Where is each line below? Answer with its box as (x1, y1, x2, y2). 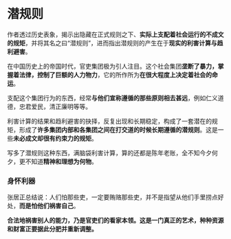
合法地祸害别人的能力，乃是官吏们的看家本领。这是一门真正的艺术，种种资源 (7, 216, 224, 225)
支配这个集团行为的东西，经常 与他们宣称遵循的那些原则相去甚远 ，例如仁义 (7, 93, 218, 102)
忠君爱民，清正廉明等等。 (19, 102, 91, 111)
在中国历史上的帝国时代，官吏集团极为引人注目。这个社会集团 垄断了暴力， (7, 62, 218, 70)
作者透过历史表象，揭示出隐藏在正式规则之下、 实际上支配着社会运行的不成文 (7, 30, 224, 38)
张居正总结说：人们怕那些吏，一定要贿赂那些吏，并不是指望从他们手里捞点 (7, 193, 218, 201)
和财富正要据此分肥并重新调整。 (7, 225, 98, 234)
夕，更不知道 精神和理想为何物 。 (7, 157, 98, 166)
